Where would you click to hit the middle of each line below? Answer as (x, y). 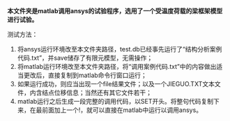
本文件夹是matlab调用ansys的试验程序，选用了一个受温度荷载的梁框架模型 (115, 11)
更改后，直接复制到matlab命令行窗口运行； (85, 75)
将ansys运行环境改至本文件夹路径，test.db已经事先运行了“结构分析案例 (120, 49)
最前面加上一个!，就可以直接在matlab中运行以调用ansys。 (119, 110)
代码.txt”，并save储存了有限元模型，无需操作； (85, 58)
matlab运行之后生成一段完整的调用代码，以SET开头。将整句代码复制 (115, 101)
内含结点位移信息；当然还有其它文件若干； (91, 92)
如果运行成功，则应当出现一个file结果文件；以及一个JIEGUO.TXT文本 (116, 84)
